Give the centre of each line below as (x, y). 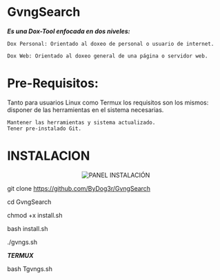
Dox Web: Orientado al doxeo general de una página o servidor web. (108, 56)
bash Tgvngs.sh (30, 269)
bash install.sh (28, 228)
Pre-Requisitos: (53, 83)
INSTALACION (49, 156)
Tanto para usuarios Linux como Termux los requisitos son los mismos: (108, 102)
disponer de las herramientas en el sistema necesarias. (86, 110)
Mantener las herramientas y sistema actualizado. (81, 122)
